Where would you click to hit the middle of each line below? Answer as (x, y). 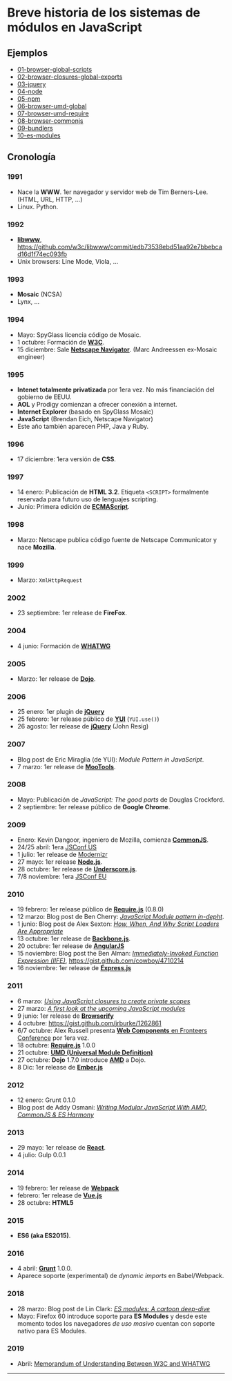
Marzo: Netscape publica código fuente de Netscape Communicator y (117, 539)
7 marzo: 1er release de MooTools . (66, 766)
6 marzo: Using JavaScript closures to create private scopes (104, 1001)
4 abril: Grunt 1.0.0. (45, 1268)
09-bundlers (35, 128)
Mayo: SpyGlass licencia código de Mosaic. (79, 335)
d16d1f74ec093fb (42, 254)
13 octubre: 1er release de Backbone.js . (74, 939)
